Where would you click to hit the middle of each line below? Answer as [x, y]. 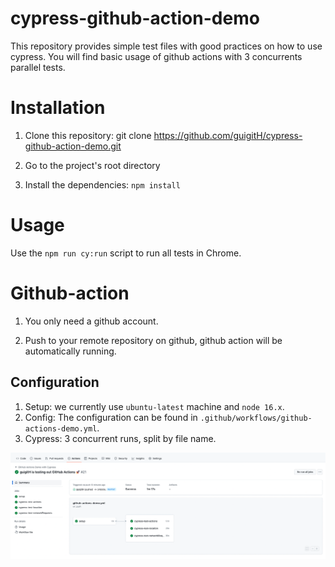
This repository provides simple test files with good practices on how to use [166, 46]
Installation [58, 108]
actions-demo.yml [61, 428]
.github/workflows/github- [256, 418]
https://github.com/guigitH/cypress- [228, 135]
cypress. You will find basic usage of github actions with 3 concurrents [156, 56]
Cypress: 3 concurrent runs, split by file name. [120, 438]
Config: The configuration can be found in [111, 417]
